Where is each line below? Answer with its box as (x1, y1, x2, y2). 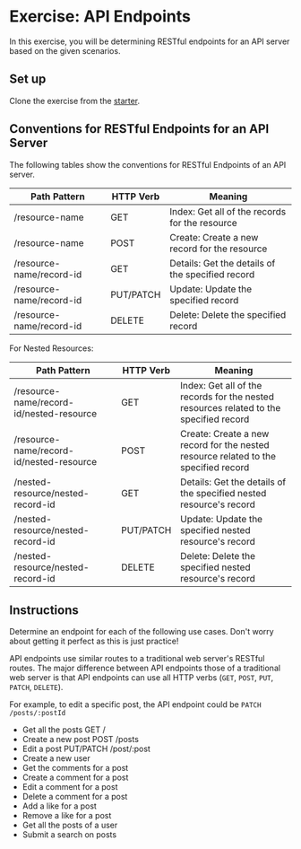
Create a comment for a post (21, 772, 129, 783)
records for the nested (180, 390, 275, 403)
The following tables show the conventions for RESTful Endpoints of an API (9, 159, 287, 170)
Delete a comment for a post (21, 792, 128, 802)
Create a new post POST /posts (21, 734, 139, 745)
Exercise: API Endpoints (9, 6, 191, 27)
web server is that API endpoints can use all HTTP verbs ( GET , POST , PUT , (9, 672, 274, 683)
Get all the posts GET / (21, 724, 106, 735)
